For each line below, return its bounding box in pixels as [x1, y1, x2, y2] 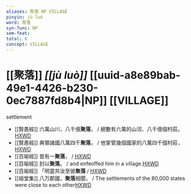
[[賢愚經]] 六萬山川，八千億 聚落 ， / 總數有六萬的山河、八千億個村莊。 [14, 125, 183, 132]
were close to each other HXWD [14, 181, 92, 188]
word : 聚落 [6, 19, 31, 25]
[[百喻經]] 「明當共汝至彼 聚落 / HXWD [14, 167, 107, 174]
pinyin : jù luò [6, 14, 43, 20]
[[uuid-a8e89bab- [89, 69, 181, 82]
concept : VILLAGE [6, 42, 49, 48]
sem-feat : [6, 31, 31, 36]
